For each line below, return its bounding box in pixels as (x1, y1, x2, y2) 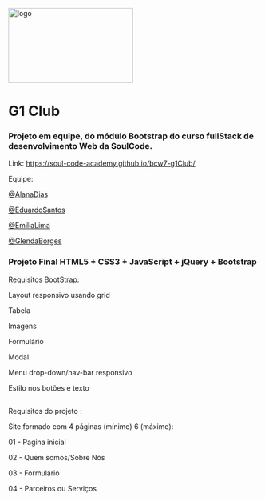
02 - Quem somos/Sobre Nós (8, 453, 105, 463)
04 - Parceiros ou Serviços (8, 484, 97, 494)
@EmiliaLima (8, 221, 50, 230)
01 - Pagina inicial (8, 437, 66, 447)
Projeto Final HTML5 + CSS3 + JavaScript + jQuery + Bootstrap (8, 256, 257, 267)
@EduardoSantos (8, 205, 65, 215)
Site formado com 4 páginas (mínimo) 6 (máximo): (8, 422, 174, 431)
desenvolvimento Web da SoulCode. (8, 141, 153, 152)
